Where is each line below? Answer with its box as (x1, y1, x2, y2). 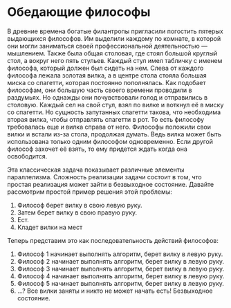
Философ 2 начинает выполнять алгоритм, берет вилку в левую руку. (17, 257, 225, 265)
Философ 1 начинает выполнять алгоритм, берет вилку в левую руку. (17, 250, 223, 258)
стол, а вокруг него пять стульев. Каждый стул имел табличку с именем (7, 56, 223, 64)
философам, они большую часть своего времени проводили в (7, 86, 192, 94)
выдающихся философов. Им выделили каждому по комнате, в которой (7, 34, 221, 42)
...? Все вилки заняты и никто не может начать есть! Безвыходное (17, 287, 213, 295)
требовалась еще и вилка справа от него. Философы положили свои (7, 123, 212, 131)
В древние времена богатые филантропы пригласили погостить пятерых (7, 27, 223, 35)
